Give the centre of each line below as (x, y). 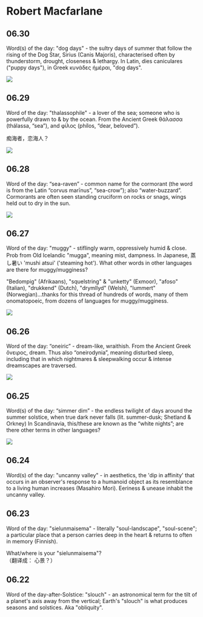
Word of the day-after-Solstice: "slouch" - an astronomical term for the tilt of (102, 595)
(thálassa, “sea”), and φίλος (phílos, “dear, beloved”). (73, 125)
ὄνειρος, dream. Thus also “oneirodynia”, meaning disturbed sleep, (90, 353)
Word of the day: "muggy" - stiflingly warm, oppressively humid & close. (96, 248)
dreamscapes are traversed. (42, 365)
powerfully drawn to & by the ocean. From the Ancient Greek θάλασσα (95, 119)
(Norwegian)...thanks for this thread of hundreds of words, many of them (97, 295)
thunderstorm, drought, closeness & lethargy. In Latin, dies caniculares (95, 61)
